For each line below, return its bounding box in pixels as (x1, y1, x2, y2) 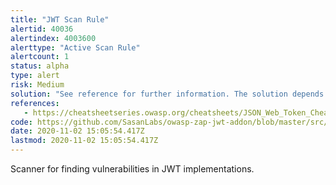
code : (10, 117, 33, 127)
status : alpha (10, 61, 70, 71)
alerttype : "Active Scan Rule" (10, 42, 141, 53)
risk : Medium (10, 80, 65, 90)
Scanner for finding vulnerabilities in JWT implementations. (10, 163, 255, 175)
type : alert (10, 71, 60, 81)
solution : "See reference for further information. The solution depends (10, 89, 325, 99)
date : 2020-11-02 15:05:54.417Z (10, 126, 145, 136)
